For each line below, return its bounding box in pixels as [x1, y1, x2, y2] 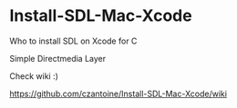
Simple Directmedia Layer [9, 53, 107, 64]
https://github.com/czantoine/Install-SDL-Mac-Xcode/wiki [9, 88, 228, 99]
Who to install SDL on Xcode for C [9, 35, 138, 46]
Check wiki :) [9, 70, 59, 82]
